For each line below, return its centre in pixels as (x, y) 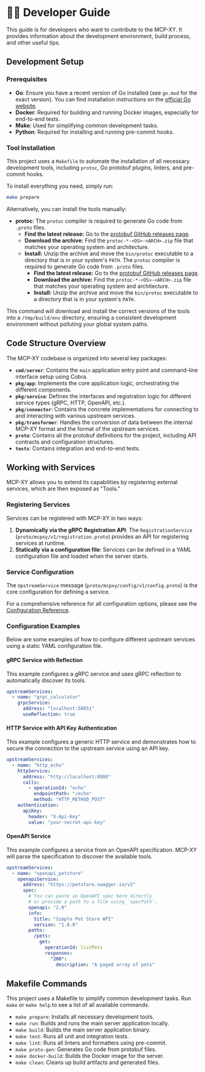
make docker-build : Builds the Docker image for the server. (90, 1056)
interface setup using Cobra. (51, 376)
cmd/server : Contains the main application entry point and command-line (106, 370)
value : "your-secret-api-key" (67, 822)
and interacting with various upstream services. (75, 415)
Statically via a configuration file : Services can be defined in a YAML (103, 549)
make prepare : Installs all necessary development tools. (85, 1017)
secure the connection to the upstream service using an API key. (88, 749)
